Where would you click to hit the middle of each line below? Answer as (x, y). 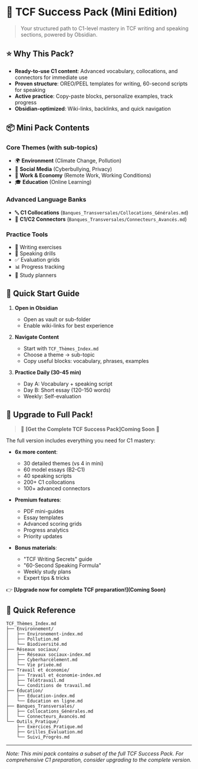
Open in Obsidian (36, 308)
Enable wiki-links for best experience (68, 325)
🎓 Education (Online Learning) (53, 182)
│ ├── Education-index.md (41, 696)
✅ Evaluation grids (37, 260)
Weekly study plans (47, 572)
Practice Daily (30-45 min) (48, 372)
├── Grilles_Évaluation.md (50, 732)
